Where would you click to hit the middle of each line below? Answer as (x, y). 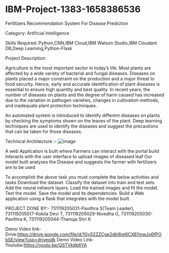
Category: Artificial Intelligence (37, 33)
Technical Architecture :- (31, 141)
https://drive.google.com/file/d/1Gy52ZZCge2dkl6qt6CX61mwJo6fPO (90, 234)
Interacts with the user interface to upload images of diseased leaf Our (79, 156)
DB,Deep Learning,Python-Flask (39, 48)
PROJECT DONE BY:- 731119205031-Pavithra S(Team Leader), (70, 208)
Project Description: (26, 58)
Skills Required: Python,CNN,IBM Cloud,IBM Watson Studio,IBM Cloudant (81, 43)
